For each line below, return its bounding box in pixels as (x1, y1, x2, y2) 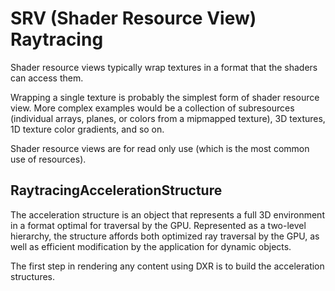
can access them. (10, 72, 84, 84)
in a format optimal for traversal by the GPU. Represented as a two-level (10, 219, 307, 231)
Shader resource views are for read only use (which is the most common (10, 142, 310, 154)
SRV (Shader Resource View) (10, 7, 257, 30)
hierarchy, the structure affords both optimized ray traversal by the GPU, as (10, 230, 320, 242)
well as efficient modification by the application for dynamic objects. (10, 240, 292, 252)
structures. (10, 270, 55, 282)
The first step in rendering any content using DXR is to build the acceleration (10, 260, 325, 272)
